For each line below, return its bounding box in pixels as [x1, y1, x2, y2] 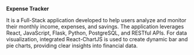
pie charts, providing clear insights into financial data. [6, 42, 138, 49]
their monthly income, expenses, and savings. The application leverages [6, 23, 184, 30]
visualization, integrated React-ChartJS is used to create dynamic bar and [6, 36, 188, 42]
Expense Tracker [6, 5, 50, 12]
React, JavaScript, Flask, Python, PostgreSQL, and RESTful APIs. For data [6, 29, 187, 36]
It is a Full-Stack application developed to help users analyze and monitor [6, 17, 187, 23]
